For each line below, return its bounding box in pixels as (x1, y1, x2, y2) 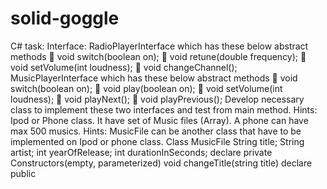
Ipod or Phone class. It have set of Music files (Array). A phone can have (10, 114, 309, 126)
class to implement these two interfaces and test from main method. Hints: (10, 103, 318, 116)
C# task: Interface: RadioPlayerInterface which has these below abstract (10, 40, 309, 52)
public (10, 167, 37, 179)
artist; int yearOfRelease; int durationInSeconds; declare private (10, 146, 273, 158)
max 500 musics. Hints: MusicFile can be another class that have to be (10, 125, 302, 137)
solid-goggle (10, 7, 120, 30)
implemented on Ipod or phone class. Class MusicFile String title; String (10, 135, 305, 147)
